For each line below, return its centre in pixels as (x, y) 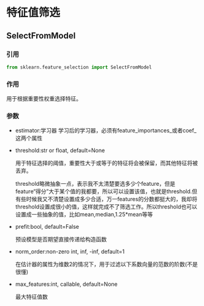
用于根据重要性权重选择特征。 (44, 99)
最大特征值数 (31, 297)
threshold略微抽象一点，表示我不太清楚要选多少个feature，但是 (95, 184)
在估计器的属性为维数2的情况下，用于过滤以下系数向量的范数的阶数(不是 (106, 264)
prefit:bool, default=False (47, 227)
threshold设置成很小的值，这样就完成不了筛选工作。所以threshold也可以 (106, 207)
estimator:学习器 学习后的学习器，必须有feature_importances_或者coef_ (106, 131)
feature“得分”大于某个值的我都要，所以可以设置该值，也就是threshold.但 (106, 191)
